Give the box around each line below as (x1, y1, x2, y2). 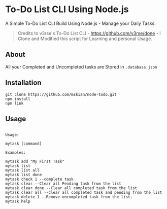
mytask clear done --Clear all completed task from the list (5, 186, 138, 191)
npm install (5, 96, 30, 101)
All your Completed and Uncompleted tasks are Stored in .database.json (5, 63, 157, 69)
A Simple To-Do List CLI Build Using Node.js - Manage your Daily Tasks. (5, 20, 156, 26)
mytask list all (5, 168, 40, 173)
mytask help (5, 199, 30, 204)
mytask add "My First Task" (5, 159, 65, 164)
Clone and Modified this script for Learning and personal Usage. (17, 36, 152, 42)
